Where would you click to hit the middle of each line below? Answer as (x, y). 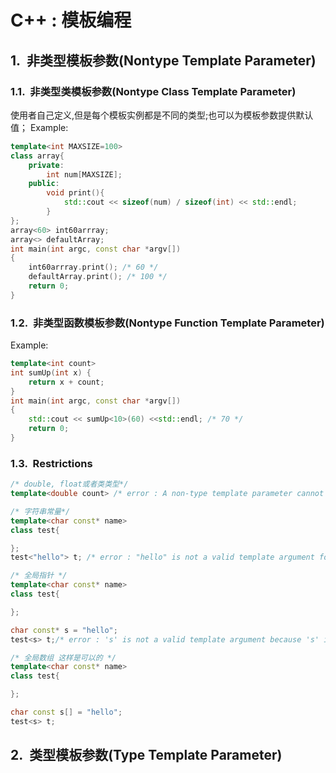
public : (44, 184)
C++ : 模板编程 (71, 20)
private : (46, 165)
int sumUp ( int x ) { (51, 372)
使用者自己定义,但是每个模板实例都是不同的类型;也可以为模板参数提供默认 (162, 115)
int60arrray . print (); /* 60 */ (93, 267)
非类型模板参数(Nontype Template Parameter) (171, 60)
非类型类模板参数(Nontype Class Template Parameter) (163, 91)
